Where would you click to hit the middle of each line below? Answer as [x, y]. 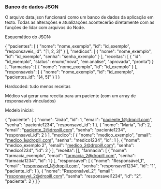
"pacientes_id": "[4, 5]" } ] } [33, 77]
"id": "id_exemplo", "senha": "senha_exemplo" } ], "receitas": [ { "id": [73, 57]
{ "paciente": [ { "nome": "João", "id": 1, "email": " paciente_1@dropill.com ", [79, 120]
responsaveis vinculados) [30, 101]
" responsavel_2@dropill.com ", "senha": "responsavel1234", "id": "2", [73, 176]
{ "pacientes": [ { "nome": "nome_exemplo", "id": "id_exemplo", [68, 46]
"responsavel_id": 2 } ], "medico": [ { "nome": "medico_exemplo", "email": [78, 135]
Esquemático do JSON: [28, 37]
